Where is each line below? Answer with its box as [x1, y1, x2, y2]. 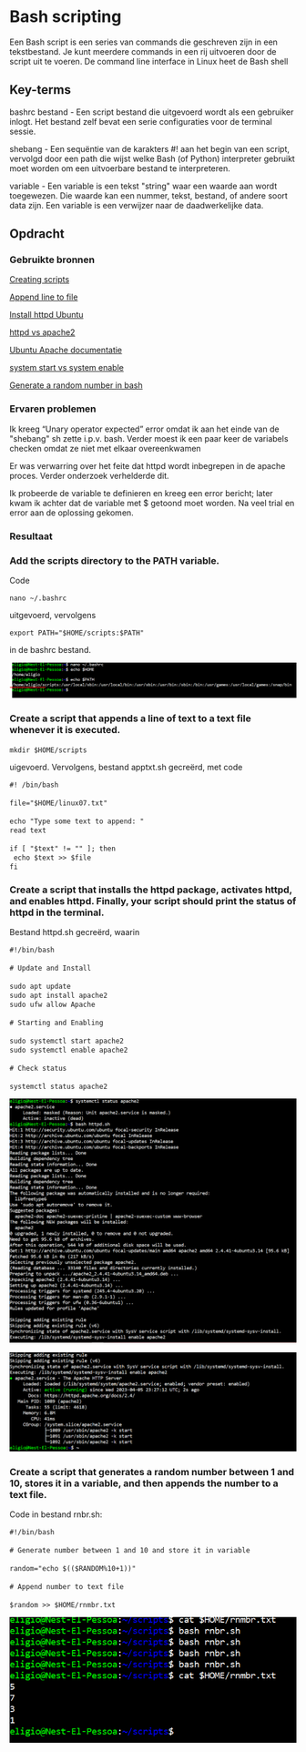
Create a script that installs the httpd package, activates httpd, [9, 883, 293, 896]
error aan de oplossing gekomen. [9, 507, 134, 518]
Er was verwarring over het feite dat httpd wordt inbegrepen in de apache [9, 460, 286, 471]
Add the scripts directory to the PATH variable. [9, 554, 220, 566]
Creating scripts [9, 274, 70, 285]
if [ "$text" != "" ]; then [9, 844, 117, 853]
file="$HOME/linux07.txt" [9, 799, 107, 808]
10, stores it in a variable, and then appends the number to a [9, 1477, 280, 1490]
